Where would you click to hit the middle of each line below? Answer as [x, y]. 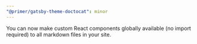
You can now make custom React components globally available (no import [98, 28]
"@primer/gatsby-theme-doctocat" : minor [57, 11]
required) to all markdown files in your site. [59, 34]
